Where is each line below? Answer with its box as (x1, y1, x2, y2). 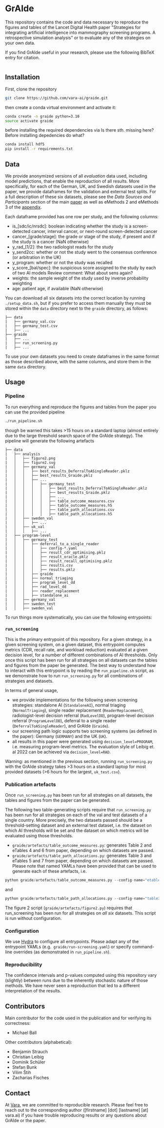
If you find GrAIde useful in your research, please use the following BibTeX (5, 49, 155, 55)
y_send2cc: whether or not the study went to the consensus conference (12, 249, 157, 255)
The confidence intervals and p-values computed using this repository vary (5, 972, 157, 978)
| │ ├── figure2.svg (5, 460, 56, 465)
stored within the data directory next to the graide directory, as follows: (5, 305, 148, 311)
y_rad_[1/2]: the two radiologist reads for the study (12, 244, 114, 250)
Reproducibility (5, 961, 42, 968)
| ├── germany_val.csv (5, 319, 56, 324)
